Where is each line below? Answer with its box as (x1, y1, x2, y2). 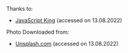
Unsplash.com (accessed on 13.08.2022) (15, 40, 119, 47)
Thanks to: (6, 5, 34, 12)
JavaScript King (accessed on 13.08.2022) (15, 17, 123, 23)
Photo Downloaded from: (6, 28, 69, 36)
